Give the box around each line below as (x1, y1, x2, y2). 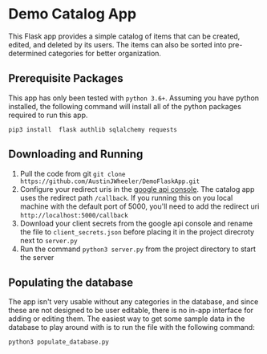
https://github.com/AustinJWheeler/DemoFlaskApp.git (19, 177, 200, 185)
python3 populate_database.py (8, 338, 110, 346)
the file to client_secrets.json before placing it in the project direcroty (19, 226, 255, 237)
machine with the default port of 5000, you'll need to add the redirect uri (19, 201, 260, 211)
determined (8, 48, 47, 58)
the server (19, 252, 55, 262)
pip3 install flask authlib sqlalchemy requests (8, 125, 178, 133)
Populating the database (8, 275, 134, 289)
